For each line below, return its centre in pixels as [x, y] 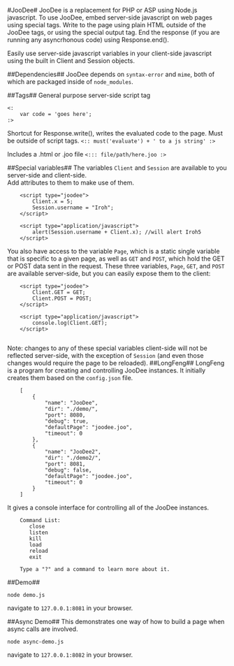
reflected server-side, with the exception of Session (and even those [105, 355]
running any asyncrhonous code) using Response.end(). [88, 40]
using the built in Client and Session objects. [71, 61]
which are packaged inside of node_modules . [71, 82]
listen [39, 533]
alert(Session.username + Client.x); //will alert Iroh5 [117, 232]
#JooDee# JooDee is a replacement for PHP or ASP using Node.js [102, 10]
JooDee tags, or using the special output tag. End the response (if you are [114, 32]
